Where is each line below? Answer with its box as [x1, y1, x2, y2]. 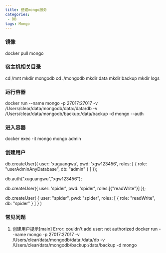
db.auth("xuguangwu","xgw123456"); [5, 175, 82, 182]
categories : [5, 12, 30, 17]
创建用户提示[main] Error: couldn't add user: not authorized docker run [12, 226, 158, 232]
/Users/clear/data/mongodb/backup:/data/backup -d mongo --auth [5, 111, 144, 117]
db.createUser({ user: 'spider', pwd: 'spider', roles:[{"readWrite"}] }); [5, 185, 146, 191]
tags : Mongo [5, 21, 30, 26]
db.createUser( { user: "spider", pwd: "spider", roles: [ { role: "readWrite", [5, 195, 156, 201]
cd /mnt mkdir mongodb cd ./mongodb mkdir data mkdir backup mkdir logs [5, 75, 160, 81]
